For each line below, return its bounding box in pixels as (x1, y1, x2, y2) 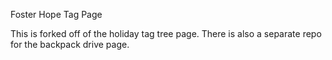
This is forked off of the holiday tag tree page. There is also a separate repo (10, 28, 322, 39)
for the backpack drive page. (10, 39, 130, 50)
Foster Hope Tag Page (10, 9, 103, 20)
